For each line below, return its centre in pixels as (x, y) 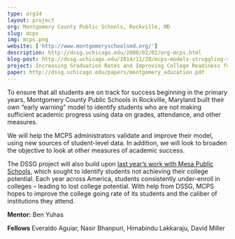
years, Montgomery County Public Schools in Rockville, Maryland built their (116, 99)
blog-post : (23, 59)
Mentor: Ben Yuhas (36, 215)
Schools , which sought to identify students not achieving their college (108, 171)
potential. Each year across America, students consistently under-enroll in (114, 178)
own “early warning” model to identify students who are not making (104, 107)
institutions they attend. (41, 201)
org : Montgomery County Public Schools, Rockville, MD (89, 27)
